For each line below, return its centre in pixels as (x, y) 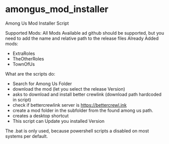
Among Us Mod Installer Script (37, 23)
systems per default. (26, 136)
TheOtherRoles (28, 58)
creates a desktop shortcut (41, 116)
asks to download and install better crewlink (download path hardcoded (87, 94)
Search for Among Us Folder (42, 84)
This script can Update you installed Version (59, 121)
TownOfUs (24, 64)
